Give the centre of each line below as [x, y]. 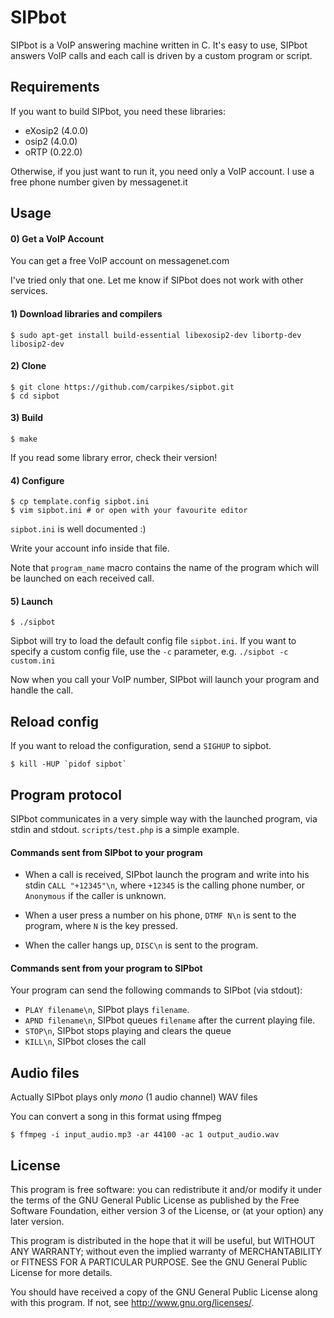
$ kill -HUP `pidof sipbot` [69, 764]
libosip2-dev [37, 344]
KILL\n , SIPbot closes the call [85, 1042]
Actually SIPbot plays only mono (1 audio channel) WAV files [134, 1097]
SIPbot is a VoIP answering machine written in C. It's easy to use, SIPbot [159, 45]
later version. [37, 1222]
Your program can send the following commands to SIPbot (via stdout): [156, 990]
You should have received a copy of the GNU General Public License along [164, 1292]
